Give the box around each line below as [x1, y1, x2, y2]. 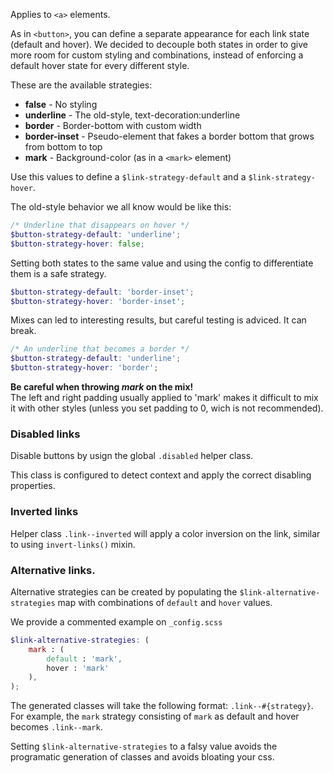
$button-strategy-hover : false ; [10, 239, 145, 249]
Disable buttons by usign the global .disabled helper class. [10, 450, 254, 462]
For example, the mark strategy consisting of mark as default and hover [10, 710, 300, 723]
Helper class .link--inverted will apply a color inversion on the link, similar [10, 527, 321, 539]
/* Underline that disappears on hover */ [10, 220, 190, 230]
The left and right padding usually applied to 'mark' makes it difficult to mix [10, 392, 319, 403]
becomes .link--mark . [10, 721, 103, 733]
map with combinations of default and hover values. [57, 596, 273, 608]
